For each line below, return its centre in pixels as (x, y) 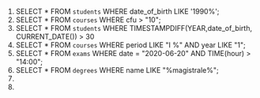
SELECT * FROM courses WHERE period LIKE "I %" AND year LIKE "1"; (131, 45)
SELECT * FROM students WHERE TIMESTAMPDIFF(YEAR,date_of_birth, (134, 28)
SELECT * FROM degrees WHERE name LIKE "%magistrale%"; (117, 70)
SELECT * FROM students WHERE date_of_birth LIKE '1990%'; (117, 11)
